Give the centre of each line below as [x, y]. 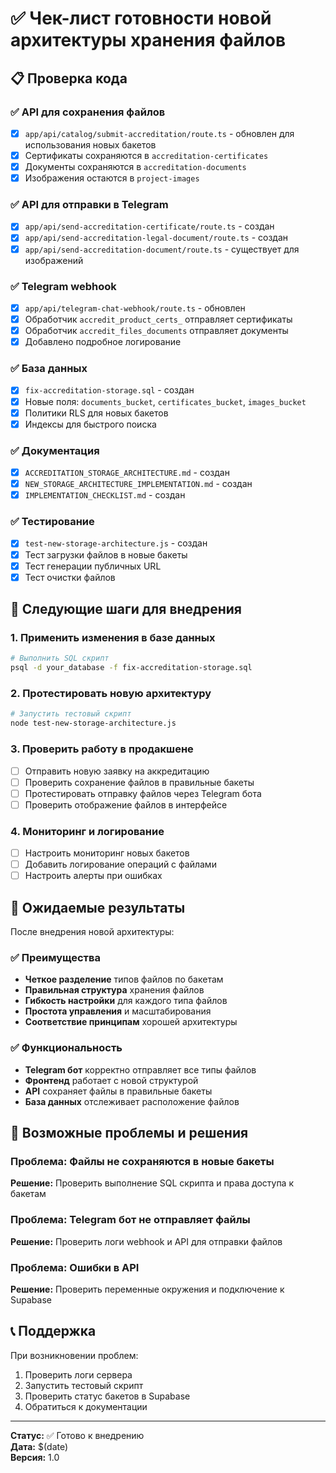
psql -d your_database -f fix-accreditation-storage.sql [131, 668]
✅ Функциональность [66, 1048]
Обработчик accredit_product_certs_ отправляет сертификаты [158, 319]
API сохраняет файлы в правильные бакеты [118, 1091]
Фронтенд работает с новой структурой [111, 1080]
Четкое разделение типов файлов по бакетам [124, 979]
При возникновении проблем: [74, 1355]
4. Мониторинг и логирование [87, 831]
